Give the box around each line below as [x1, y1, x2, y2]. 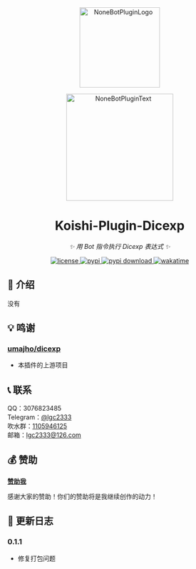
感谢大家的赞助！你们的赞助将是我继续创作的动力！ [7, 492, 158, 501]
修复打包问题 [17, 554, 56, 563]
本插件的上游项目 [17, 361, 68, 369]
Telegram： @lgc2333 [7, 413, 72, 421]
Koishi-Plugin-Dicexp [54, 217, 185, 234]
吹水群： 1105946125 [7, 422, 68, 431]
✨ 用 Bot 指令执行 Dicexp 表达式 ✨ [68, 242, 171, 250]
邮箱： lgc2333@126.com [7, 431, 82, 439]
